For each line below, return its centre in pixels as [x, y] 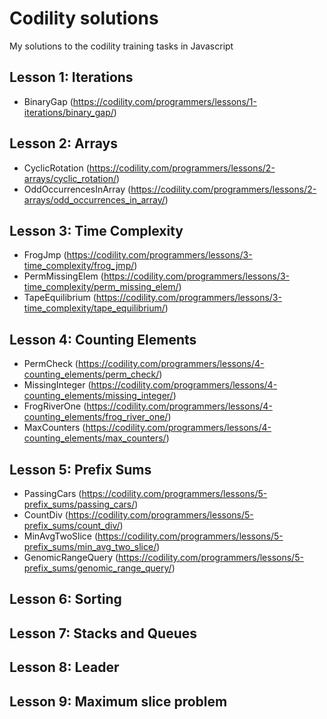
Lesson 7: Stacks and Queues [103, 633]
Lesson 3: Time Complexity [96, 230]
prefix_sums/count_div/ [72, 525]
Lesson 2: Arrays [63, 143]
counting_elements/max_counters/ [95, 438]
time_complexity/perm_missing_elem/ [101, 287]
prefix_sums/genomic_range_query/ [97, 568]
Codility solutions [84, 18]
